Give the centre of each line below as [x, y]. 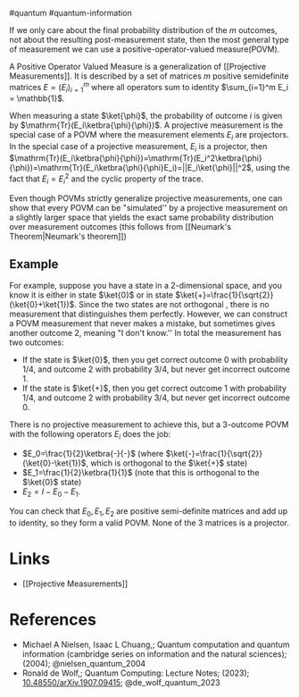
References [53, 619]
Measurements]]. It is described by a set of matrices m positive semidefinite [149, 76]
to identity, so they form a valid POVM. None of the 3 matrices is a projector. [149, 523]
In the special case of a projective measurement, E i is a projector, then [138, 148]
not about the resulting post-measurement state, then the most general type [149, 40]
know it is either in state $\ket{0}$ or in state [91, 295]
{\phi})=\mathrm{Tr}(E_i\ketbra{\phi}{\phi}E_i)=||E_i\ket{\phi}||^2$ [130, 168]
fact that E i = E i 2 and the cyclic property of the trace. [106, 179]
